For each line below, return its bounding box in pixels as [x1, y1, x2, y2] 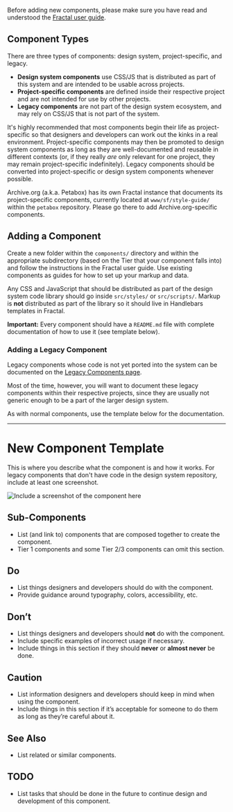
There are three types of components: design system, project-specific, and [7, 51, 223, 60]
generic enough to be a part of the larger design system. [7, 396, 169, 404]
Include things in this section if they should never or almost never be [17, 644, 215, 652]
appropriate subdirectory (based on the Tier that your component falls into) [7, 256, 222, 265]
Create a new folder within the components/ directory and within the [7, 249, 199, 257]
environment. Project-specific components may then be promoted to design [7, 138, 224, 146]
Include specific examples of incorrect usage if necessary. [17, 637, 185, 645]
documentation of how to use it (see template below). [7, 327, 160, 335]
